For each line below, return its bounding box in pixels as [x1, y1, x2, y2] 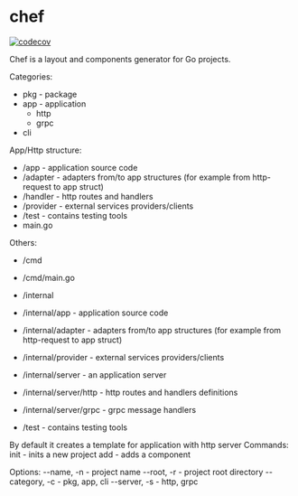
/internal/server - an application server [22, 369, 167, 380]
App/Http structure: [9, 145, 82, 155]
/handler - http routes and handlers [22, 191, 154, 201]
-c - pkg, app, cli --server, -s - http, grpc [46, 476, 199, 487]
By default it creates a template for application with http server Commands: [9, 439, 289, 450]
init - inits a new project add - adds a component [9, 449, 191, 460]
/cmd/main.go [22, 272, 75, 283]
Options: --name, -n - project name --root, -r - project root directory [9, 466, 264, 477]
